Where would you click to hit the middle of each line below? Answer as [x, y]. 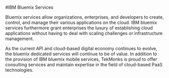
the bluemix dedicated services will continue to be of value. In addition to [81, 54]
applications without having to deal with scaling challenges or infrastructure [84, 33]
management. [20, 38]
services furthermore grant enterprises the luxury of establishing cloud [79, 28]
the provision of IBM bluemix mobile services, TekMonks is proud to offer [81, 59]
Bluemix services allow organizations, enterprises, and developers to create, [84, 17]
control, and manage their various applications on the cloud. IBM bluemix [81, 23]
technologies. [19, 70]
